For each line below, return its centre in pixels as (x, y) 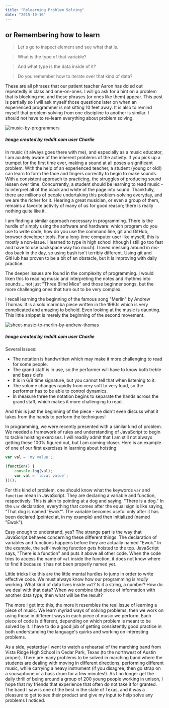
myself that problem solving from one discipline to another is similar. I (77, 113)
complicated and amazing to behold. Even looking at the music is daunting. (83, 310)
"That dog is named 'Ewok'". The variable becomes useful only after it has (82, 511)
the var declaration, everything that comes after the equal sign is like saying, (84, 506)
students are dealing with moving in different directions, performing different (84, 663)
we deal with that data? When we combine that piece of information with (80, 590)
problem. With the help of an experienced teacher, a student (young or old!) (83, 168)
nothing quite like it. (26, 211)
